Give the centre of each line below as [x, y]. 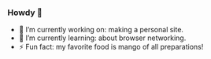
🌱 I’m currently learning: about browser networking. [102, 38]
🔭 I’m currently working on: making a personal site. [101, 30]
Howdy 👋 [25, 13]
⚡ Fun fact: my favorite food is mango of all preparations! [111, 47]
